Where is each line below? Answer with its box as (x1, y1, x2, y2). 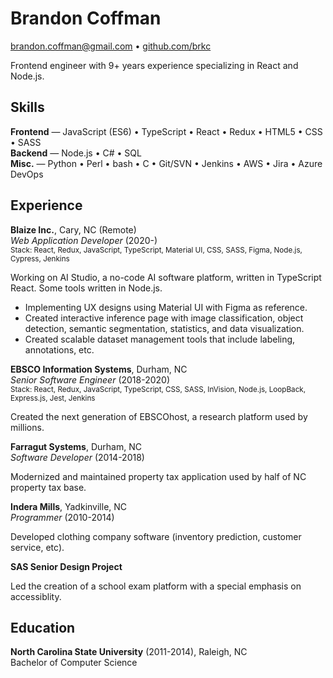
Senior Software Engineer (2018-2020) (10, 373, 171, 386)
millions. (10, 421, 45, 433)
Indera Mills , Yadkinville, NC (10, 500, 128, 512)
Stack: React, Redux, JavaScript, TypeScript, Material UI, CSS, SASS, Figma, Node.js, (10, 245, 303, 255)
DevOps (10, 168, 44, 180)
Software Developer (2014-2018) (10, 451, 145, 463)
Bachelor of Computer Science (10, 657, 138, 669)
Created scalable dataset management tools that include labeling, (24, 333, 296, 345)
